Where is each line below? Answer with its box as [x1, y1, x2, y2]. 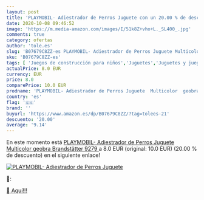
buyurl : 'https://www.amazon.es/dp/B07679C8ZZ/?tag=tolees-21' [6, 111, 170, 117]
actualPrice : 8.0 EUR [6, 65, 61, 72]
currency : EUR [6, 71, 42, 77]
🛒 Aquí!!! [6, 187, 28, 195]
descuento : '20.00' [6, 116, 56, 122]
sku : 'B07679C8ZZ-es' [6, 54, 61, 60]
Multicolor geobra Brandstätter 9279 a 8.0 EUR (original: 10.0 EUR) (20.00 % [6, 145, 197, 153]
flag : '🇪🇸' [6, 99, 36, 105]
